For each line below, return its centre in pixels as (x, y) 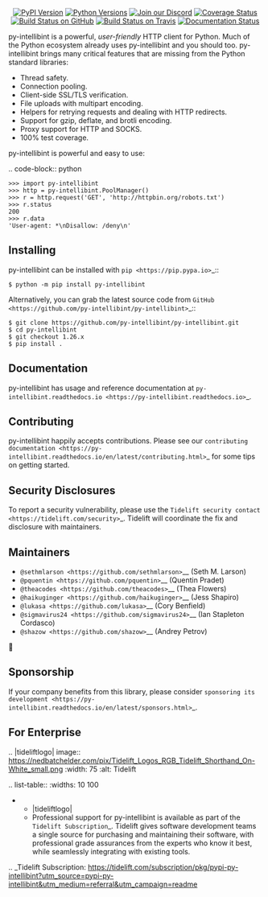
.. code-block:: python (45, 169)
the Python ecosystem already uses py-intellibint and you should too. (123, 45)
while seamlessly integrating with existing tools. (111, 851)
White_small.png (36, 769)
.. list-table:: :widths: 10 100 (54, 784)
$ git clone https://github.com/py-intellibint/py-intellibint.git (124, 323)
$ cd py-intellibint (43, 330)
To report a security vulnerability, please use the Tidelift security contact (134, 510)
